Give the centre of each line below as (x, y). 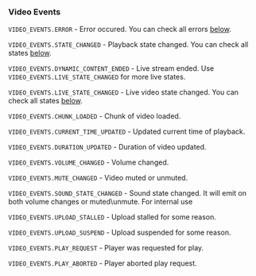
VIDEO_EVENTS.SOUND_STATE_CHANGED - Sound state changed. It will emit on (128, 193)
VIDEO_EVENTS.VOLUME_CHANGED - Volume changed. (89, 162)
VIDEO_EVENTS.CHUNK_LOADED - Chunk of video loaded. (95, 116)
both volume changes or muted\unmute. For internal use (101, 202)
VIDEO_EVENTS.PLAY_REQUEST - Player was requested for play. (106, 248)
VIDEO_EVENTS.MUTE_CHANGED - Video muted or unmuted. (98, 178)
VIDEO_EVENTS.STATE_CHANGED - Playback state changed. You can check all (128, 45)
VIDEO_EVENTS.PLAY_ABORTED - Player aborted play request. (103, 263)
